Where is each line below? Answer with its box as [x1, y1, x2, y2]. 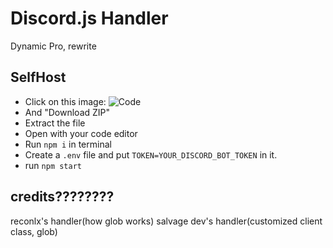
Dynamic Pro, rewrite [10, 40, 97, 52]
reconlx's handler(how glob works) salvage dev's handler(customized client [10, 215, 323, 227]
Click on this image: [24, 95, 107, 107]
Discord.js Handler [10, 7, 169, 30]
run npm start [24, 159, 82, 171]
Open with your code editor [24, 127, 138, 139]
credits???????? [10, 188, 115, 206]
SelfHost [10, 69, 67, 86]
